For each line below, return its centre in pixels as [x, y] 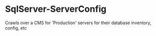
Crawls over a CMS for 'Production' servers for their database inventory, [78, 23]
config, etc [16, 28]
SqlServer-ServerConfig [56, 9]
